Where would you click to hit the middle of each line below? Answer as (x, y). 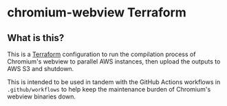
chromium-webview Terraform (97, 13)
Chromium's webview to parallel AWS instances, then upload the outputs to (114, 62)
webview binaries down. (42, 96)
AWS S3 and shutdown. (41, 69)
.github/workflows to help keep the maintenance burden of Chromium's (109, 89)
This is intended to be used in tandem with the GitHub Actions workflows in (114, 82)
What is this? (36, 38)
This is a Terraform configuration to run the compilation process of (101, 54)
